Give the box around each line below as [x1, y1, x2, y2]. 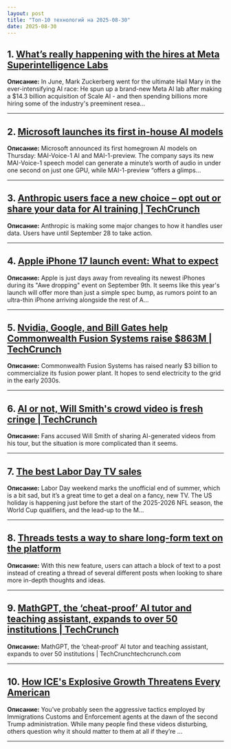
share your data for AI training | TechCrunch [7, 203, 201, 215]
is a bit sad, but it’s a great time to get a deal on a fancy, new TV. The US [7, 491, 212, 500]
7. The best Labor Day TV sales [7, 466, 142, 478]
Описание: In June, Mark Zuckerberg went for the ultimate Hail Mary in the [7, 77, 221, 86]
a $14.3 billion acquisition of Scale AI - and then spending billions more [7, 92, 208, 101]
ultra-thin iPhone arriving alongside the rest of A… [7, 296, 149, 304]
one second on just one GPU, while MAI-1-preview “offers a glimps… [7, 166, 201, 174]
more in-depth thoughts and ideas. [7, 576, 106, 584]
